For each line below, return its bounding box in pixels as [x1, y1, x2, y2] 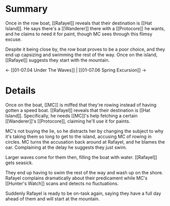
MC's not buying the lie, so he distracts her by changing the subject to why [5, 128, 164, 134]
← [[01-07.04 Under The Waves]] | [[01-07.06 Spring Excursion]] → [5, 67, 146, 73]
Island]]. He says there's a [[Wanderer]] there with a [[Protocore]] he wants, [5, 25, 165, 31]
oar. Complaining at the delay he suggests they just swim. [5, 144, 127, 150]
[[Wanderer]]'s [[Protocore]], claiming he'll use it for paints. [5, 118, 131, 124]
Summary [5, 3, 48, 15]
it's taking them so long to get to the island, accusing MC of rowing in [5, 133, 152, 140]
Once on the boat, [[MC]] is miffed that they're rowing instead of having [5, 102, 157, 108]
